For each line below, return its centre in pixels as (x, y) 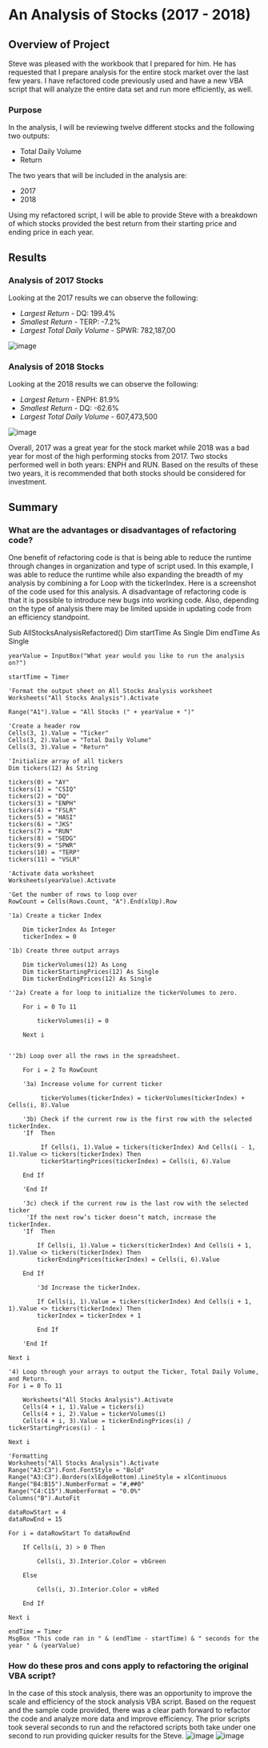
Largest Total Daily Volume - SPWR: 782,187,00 (98, 330)
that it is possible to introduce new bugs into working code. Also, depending (134, 600)
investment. (28, 482)
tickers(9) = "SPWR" (43, 845)
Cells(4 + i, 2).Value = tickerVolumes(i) (94, 1413)
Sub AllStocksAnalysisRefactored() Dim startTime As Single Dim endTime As (134, 632)
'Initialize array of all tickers (66, 761)
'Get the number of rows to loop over (73, 894)
